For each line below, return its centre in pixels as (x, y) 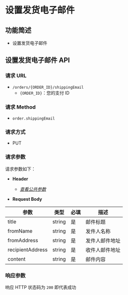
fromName (20, 231)
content (17, 259)
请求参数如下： (20, 169)
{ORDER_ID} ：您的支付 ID (44, 93)
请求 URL (16, 76)
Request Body (27, 199)
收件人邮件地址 (103, 250)
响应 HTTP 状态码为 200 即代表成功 (41, 287)
